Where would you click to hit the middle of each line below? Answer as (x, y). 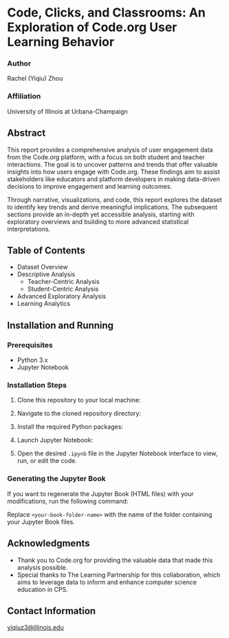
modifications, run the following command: (68, 501)
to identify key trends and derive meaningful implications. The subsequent (112, 207)
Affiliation (24, 96)
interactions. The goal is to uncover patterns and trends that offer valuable (112, 164)
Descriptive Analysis (46, 274)
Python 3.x (32, 360)
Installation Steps (37, 385)
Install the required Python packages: (70, 427)
